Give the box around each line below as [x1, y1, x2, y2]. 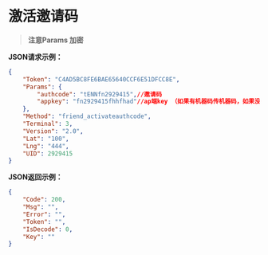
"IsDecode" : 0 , [22, 225, 73, 233]
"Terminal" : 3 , [22, 120, 73, 128]
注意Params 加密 [27, 35, 84, 45]
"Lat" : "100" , [22, 135, 69, 143]
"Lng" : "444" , [22, 142, 69, 150]
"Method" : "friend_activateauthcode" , [22, 112, 152, 120]
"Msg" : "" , [22, 203, 59, 211]
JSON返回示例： [8, 172, 63, 182]
